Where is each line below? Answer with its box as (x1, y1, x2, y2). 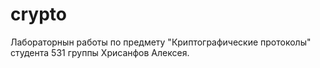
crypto (10, 3, 67, 26)
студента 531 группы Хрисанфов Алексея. (10, 46, 190, 58)
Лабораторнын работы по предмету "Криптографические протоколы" (10, 36, 312, 48)
